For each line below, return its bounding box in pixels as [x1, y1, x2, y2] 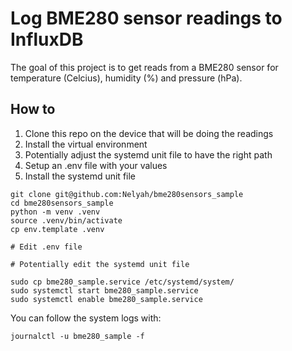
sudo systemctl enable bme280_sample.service [10, 294, 203, 304]
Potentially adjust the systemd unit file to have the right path [24, 148, 273, 161]
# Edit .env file [10, 242, 83, 252]
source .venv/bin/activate [10, 215, 123, 226]
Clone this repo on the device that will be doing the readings [24, 127, 274, 139]
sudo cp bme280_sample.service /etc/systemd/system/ [10, 277, 235, 287]
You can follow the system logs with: [10, 312, 162, 324]
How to [10, 101, 56, 118]
